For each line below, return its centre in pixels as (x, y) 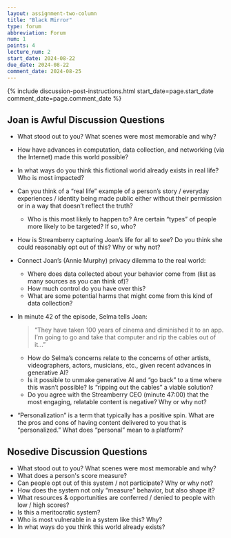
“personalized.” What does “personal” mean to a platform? (100, 430)
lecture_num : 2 (29, 52)
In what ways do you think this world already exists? (91, 527)
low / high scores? (43, 505)
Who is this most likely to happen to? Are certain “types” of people (122, 219)
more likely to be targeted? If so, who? (82, 227)
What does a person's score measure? (72, 476)
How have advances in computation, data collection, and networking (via (121, 150)
